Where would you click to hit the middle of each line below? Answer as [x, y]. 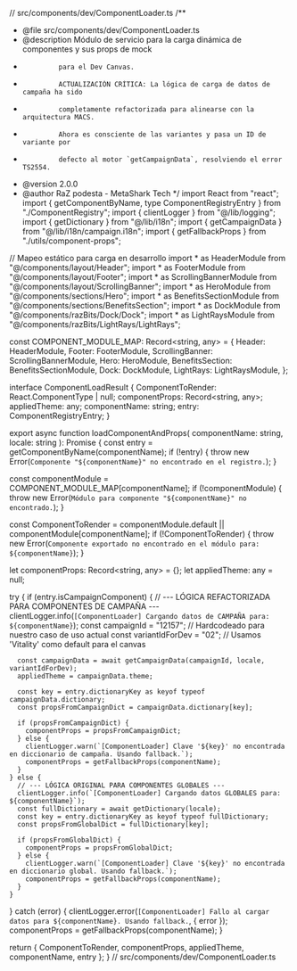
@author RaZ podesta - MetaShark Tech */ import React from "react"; [150, 193]
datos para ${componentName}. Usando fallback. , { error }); [119, 921]
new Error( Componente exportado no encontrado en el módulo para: [135, 543]
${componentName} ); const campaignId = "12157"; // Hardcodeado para [137, 625]
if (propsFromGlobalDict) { [70, 840]
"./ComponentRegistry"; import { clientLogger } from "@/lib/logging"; [149, 212]
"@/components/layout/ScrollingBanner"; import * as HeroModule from [140, 286]
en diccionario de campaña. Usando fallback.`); [101, 754]
